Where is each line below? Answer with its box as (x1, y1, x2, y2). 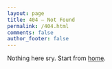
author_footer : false (7, 36, 69, 42)
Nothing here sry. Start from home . (7, 54, 107, 62)
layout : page (7, 10, 45, 17)
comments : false (7, 29, 54, 36)
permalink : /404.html (7, 23, 69, 29)
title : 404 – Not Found (7, 16, 76, 23)
